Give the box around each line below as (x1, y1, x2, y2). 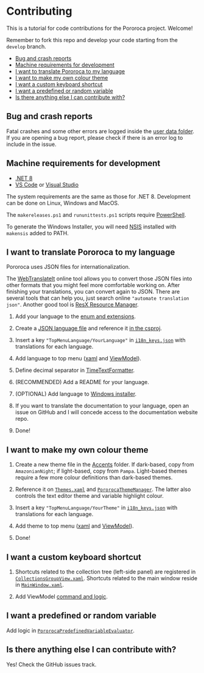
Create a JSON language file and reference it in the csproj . (15, 325, 163, 332)
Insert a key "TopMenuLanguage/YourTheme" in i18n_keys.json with (15, 504, 178, 511)
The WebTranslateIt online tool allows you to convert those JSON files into (6, 275, 192, 282)
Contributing (6, 4, 72, 18)
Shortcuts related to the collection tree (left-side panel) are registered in (15, 568, 196, 575)
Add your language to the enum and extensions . (15, 313, 136, 320)
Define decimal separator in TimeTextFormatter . (15, 366, 135, 374)
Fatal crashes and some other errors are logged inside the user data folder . (6, 127, 195, 135)
